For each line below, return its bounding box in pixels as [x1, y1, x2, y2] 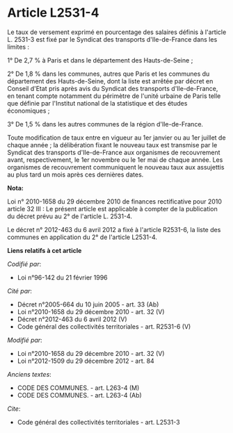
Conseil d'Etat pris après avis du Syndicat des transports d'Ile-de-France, [7, 84, 218, 92]
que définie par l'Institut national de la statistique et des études [7, 99, 188, 107]
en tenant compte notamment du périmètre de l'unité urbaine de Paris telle [7, 92, 221, 100]
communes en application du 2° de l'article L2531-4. [7, 233, 158, 241]
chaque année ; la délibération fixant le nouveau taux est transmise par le [7, 140, 218, 149]
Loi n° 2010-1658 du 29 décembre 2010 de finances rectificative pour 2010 [7, 197, 223, 206]
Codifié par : [7, 259, 42, 268]
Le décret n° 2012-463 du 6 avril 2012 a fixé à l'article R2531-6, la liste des [7, 225, 221, 234]
